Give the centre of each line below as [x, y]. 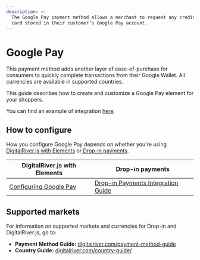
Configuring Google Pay [43, 187]
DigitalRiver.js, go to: [31, 232]
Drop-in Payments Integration [136, 183]
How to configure [39, 130]
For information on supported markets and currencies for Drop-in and [91, 226]
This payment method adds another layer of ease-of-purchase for [87, 69]
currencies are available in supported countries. [65, 82]
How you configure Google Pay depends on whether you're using [86, 145]
